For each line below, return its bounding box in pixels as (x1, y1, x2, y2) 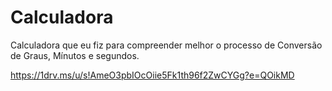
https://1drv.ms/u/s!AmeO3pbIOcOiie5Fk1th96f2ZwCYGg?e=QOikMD (10, 69, 295, 81)
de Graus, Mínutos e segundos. (10, 49, 140, 61)
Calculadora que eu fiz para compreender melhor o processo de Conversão (10, 39, 323, 51)
